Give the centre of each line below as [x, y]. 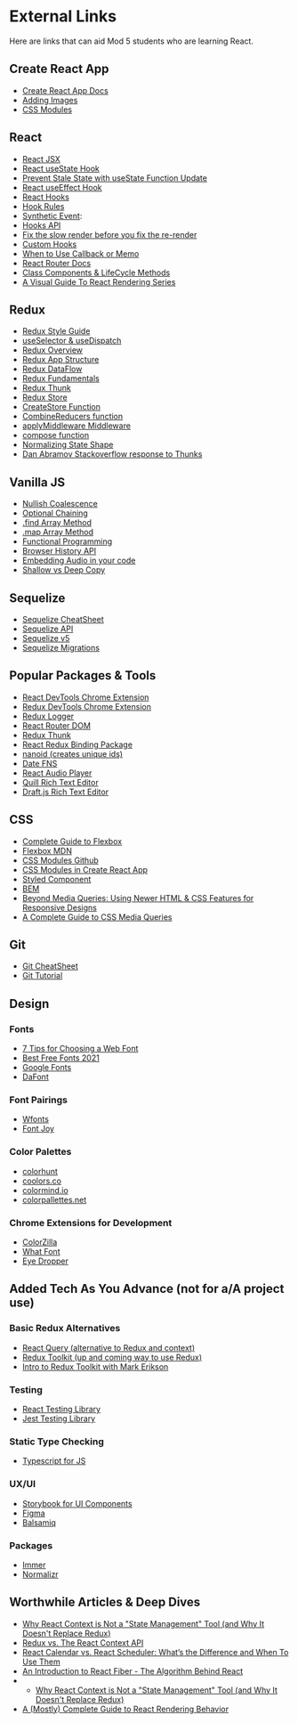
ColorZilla [40, 1242]
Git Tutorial [42, 976]
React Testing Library [61, 1409]
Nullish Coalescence [60, 504]
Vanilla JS [37, 482]
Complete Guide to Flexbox [72, 841]
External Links [63, 16]
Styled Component [56, 879]
